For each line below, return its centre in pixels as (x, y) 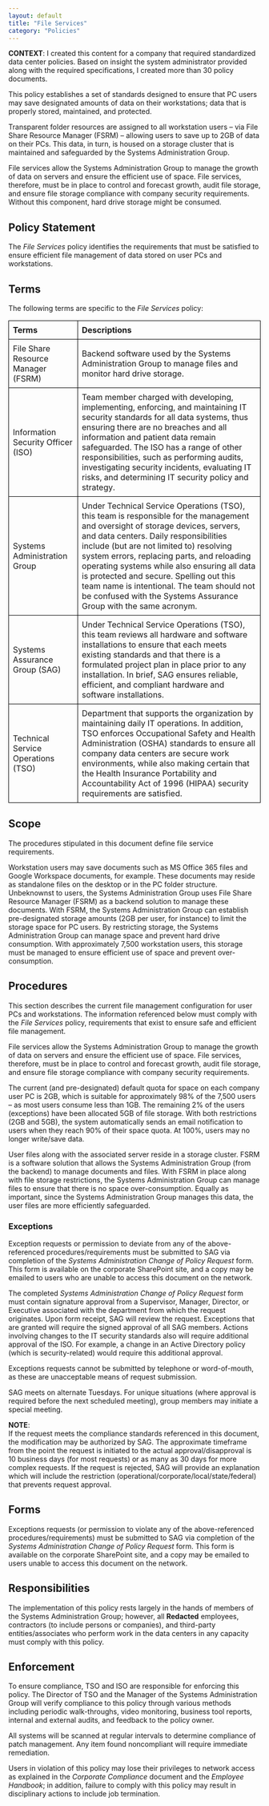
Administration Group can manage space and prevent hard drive (114, 935)
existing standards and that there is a (151, 655)
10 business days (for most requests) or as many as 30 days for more (123, 1459)
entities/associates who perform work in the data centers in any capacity (129, 1633)
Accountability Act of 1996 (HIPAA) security (165, 784)
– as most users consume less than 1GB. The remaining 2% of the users (127, 1105)
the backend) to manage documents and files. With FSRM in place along (127, 1171)
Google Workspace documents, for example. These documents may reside (132, 875)
